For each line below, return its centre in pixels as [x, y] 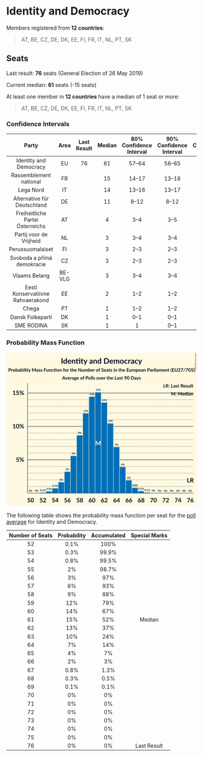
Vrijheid [31, 241]
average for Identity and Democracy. [52, 522]
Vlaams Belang [31, 275]
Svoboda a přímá [31, 257]
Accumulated [108, 535]
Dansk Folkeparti [31, 317]
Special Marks [149, 535]
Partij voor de [31, 234]
